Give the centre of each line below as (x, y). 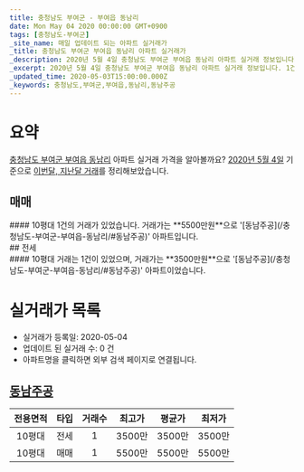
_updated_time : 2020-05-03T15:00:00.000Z (89, 77)
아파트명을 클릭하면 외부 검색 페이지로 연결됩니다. (109, 360)
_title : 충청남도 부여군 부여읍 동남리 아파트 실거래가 (98, 52)
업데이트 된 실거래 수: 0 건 (68, 348)
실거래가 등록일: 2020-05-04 (75, 337)
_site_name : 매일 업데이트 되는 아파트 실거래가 (88, 43)
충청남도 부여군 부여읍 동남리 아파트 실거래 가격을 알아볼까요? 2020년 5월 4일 (147, 159)
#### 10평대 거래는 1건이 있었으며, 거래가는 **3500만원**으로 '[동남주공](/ (142, 260)
